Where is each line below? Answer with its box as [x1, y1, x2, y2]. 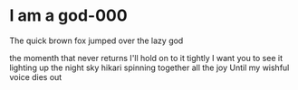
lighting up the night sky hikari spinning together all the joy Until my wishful [9, 62, 290, 73]
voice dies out [9, 71, 62, 82]
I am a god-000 [9, 5, 129, 26]
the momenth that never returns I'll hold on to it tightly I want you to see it [9, 52, 284, 63]
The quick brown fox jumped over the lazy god [9, 35, 184, 46]
